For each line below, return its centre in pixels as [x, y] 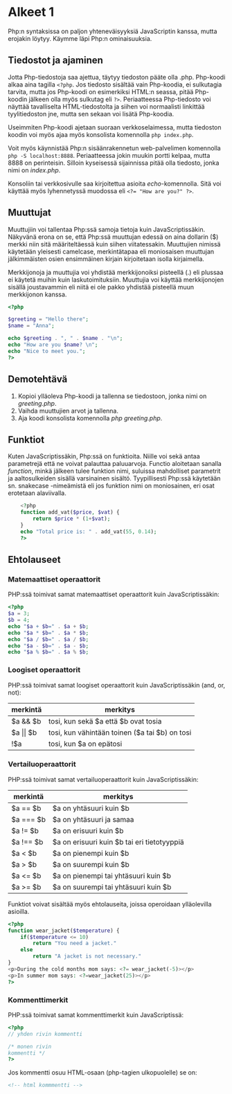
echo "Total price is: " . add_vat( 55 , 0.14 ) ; [89, 531]
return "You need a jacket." [75, 943]
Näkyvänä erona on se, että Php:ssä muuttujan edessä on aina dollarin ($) [113, 237]
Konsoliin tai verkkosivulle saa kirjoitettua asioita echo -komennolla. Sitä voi [115, 183]
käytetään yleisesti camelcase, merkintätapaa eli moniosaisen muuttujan [111, 251]
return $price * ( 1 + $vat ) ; [72, 519]
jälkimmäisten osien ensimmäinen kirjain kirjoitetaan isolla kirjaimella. [106, 259]
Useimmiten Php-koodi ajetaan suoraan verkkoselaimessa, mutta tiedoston [115, 127]
